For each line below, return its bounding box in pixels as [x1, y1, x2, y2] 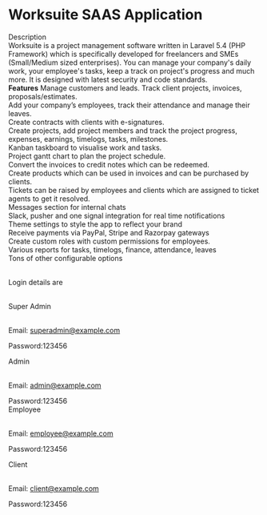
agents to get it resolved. [8, 194, 90, 203]
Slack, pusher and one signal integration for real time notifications [8, 211, 225, 220]
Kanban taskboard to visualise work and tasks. [8, 143, 162, 152]
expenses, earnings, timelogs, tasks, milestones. [8, 134, 169, 143]
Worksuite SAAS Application [8, 6, 203, 24]
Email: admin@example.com [8, 380, 102, 390]
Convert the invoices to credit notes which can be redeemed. [8, 159, 210, 169]
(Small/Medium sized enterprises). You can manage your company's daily [8, 58, 252, 67]
